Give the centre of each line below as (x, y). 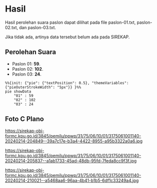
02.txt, (12, 27)
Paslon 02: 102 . (28, 69)
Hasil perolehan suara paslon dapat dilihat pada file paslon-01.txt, (71, 22)
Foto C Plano (24, 119)
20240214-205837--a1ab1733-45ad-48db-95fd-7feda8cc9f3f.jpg (71, 160)
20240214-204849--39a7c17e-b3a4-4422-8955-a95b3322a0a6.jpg (74, 141)
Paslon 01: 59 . (26, 63)
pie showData (18, 91)
